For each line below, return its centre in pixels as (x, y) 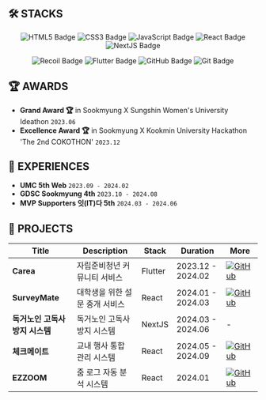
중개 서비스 (105, 304)
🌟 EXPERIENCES (49, 166)
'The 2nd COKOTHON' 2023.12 (70, 142)
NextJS (155, 325)
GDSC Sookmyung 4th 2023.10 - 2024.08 (89, 194)
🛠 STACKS (36, 14)
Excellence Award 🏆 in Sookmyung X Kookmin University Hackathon (133, 130)
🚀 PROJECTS (41, 228)
